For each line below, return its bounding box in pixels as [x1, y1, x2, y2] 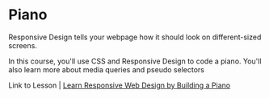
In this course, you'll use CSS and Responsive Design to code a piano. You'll [8, 56, 262, 66]
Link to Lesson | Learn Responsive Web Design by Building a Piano [8, 80, 231, 90]
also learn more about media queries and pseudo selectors [8, 64, 204, 74]
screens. [8, 40, 38, 50]
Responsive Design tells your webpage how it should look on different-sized [8, 32, 262, 42]
